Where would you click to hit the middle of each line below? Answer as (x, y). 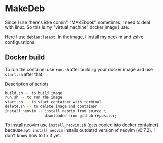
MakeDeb (25, 9)
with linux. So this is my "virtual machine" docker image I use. (67, 27)
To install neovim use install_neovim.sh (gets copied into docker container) (81, 125)
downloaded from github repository (81, 116)
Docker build (25, 58)
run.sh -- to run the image (34, 97)
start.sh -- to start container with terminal (53, 102)
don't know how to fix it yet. (33, 135)
